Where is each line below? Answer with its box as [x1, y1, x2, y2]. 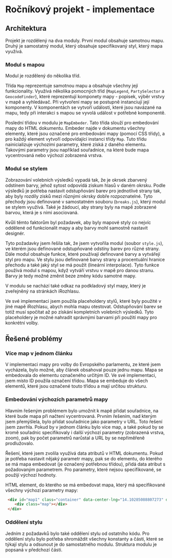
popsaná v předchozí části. [5, 546, 62, 553]
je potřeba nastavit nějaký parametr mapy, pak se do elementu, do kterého [5, 455, 162, 461]
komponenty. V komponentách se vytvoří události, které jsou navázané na [5, 104, 162, 110]
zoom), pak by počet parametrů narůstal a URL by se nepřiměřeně [5, 435, 145, 441]
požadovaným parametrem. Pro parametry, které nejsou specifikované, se [5, 466, 162, 473]
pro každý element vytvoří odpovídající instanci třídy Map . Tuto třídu [5, 136, 147, 142]
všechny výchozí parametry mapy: [5, 487, 78, 493]
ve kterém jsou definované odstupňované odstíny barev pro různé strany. [5, 245, 160, 252]
